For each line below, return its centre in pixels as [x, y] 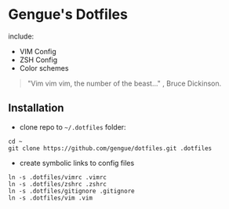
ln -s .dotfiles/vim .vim [50, 198]
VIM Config [38, 51]
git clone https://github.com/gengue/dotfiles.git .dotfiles [110, 148]
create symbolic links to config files [77, 163]
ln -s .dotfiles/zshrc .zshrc [58, 184]
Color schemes [44, 68]
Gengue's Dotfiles [68, 15]
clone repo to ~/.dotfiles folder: [73, 126]
